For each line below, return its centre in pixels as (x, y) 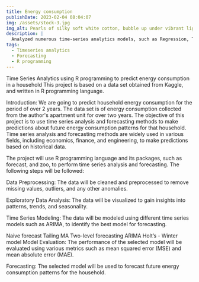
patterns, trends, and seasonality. (47, 206)
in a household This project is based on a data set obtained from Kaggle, (95, 84)
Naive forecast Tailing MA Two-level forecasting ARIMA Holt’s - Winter (92, 236)
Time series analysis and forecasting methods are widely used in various (95, 134)
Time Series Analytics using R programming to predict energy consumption (98, 78)
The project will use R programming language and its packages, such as (94, 158)
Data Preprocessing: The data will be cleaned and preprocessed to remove (97, 182)
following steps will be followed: (45, 170)
